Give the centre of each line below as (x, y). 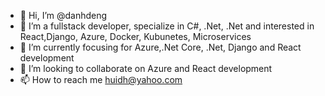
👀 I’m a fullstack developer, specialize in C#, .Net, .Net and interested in (167, 26)
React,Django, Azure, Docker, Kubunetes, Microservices (135, 36)
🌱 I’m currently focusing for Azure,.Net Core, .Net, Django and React (160, 47)
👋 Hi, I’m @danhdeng (63, 15)
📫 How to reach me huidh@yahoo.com (101, 79)
